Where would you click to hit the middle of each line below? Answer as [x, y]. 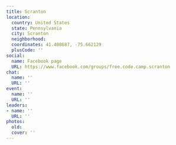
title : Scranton [26, 12]
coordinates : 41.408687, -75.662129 [56, 45]
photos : [16, 122]
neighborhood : [29, 39]
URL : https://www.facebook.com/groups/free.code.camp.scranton [91, 67]
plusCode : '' [27, 50]
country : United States [40, 22]
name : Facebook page [37, 61]
